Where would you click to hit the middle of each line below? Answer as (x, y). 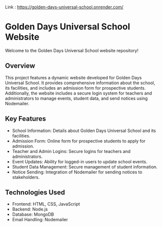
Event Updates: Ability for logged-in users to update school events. (80, 161)
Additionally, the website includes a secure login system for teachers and (79, 93)
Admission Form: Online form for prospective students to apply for (79, 141)
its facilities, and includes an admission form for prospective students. (75, 88)
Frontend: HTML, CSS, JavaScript (46, 204)
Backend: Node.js (30, 209)
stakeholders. (26, 177)
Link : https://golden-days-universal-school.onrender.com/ (64, 7)
